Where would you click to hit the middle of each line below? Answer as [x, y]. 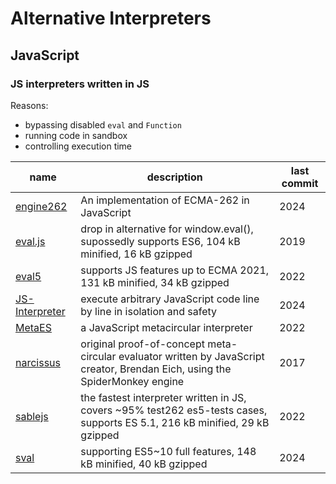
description [174, 177]
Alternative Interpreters [111, 18]
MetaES [33, 327]
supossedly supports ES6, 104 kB [160, 241]
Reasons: [29, 105]
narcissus [38, 362]
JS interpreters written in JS [80, 84]
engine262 [41, 206]
